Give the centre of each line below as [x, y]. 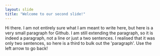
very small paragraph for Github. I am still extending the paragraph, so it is [79, 33]
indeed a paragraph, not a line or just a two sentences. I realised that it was [80, 38]
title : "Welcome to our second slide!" [45, 14]
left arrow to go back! [26, 48]
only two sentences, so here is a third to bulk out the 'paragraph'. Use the [78, 43]
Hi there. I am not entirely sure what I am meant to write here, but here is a [79, 28]
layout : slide [19, 9]
